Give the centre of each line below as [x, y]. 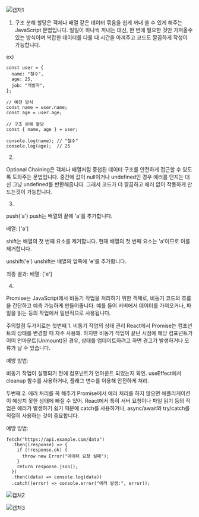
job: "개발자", [29, 86]
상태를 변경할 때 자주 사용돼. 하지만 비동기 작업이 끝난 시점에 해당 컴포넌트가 [105, 333]
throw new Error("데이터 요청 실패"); [66, 456]
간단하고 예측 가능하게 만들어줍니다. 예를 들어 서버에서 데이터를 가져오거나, [99, 305]
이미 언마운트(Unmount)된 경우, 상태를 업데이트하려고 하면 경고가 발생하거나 [94, 340]
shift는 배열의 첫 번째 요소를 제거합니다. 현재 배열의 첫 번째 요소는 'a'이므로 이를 [98, 241]
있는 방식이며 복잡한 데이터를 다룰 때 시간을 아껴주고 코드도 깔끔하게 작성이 [101, 37]
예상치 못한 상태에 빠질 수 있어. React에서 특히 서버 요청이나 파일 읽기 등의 [98, 401]
